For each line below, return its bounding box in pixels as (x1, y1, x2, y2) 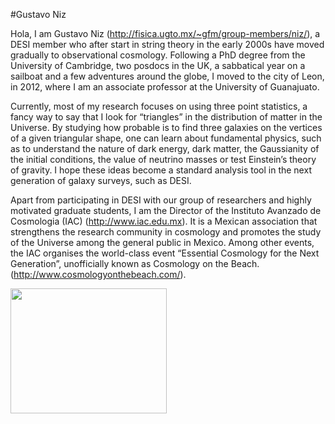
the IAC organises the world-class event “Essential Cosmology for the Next (10, 247, 320, 259)
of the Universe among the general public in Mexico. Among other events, (10, 237, 315, 248)
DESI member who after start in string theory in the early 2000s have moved (10, 39, 325, 50)
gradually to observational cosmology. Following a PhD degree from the (10, 49, 306, 61)
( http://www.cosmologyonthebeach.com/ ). (10, 269, 187, 280)
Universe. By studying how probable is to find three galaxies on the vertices (10, 122, 323, 133)
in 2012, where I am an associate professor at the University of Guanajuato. (10, 81, 320, 93)
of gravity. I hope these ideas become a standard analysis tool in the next (10, 164, 312, 176)
